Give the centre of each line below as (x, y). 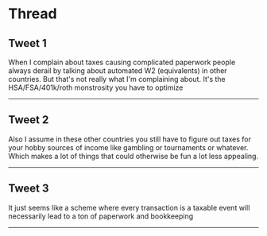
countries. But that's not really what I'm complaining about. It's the (117, 79)
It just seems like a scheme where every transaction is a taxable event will (129, 207)
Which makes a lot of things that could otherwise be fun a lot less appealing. (133, 156)
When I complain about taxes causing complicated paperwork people (122, 62)
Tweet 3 (29, 189)
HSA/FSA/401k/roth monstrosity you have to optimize (96, 87)
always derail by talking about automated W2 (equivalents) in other (118, 71)
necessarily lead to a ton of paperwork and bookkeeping (101, 216)
